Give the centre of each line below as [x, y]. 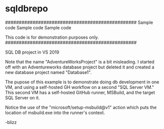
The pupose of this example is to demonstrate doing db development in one [82, 82]
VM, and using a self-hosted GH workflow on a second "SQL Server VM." [80, 87]
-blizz [11, 122]
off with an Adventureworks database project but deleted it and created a [80, 67]
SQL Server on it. [22, 98]
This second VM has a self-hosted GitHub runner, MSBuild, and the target [80, 92]
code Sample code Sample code [38, 27]
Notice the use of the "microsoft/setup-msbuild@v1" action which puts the [81, 107]
